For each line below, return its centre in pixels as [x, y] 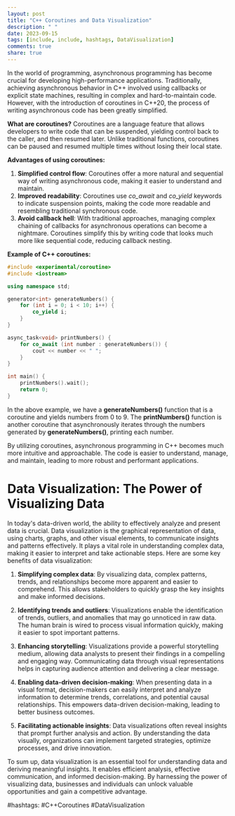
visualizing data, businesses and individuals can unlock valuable [100, 784]
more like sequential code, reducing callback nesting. [94, 240]
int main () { [26, 376]
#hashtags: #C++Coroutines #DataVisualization [76, 805]
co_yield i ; [50, 312]
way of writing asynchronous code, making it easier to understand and [120, 180]
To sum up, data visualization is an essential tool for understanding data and [117, 761]
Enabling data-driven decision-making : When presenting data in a [115, 682]
